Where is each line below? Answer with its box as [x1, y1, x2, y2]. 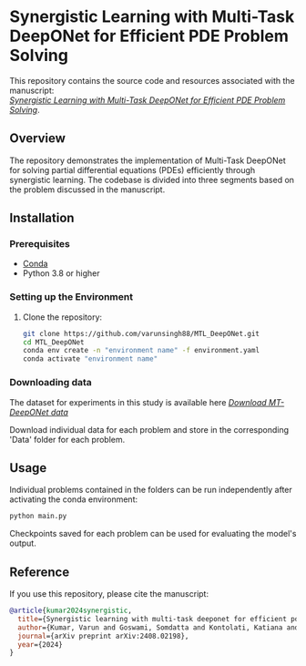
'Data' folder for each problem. [9, 434, 126, 445]
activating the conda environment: [9, 494, 138, 505]
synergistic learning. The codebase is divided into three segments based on [9, 174, 294, 185]
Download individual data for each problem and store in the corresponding [9, 424, 290, 435]
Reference [9, 564, 70, 579]
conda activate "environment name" [22, 354, 158, 364]
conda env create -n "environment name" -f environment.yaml [22, 346, 260, 355]
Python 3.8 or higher [22, 268, 100, 279]
